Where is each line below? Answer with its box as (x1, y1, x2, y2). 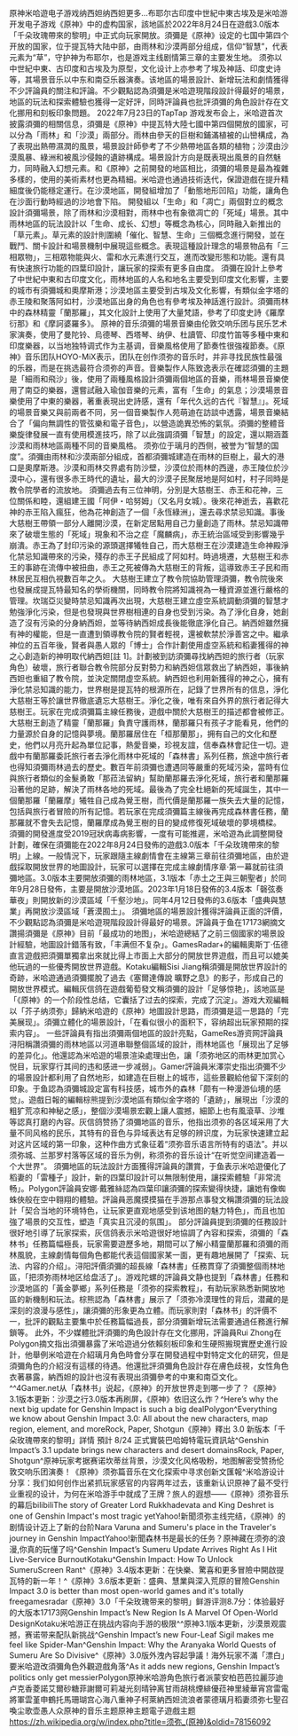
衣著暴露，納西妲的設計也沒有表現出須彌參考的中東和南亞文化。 (9, 1371, 242, 1382)
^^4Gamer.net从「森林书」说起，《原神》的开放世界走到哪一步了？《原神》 (9, 1383, 281, 1393)
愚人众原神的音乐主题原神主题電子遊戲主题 (39, 1706, 196, 1716)
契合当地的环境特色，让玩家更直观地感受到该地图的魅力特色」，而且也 (24, 1206, 278, 1215)
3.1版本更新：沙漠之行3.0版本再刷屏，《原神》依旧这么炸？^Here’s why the (9, 1394, 278, 1404)
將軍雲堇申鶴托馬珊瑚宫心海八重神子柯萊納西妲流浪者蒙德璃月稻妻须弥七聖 (9, 1694, 281, 1705)
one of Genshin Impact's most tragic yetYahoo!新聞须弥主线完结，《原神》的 (9, 1511, 286, 1521)
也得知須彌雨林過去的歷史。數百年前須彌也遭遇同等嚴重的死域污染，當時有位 (9, 762, 289, 772)
